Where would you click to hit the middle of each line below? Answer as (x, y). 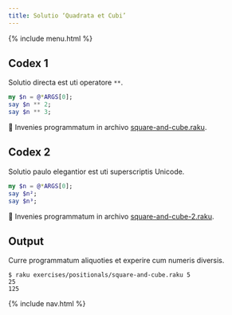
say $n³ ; (23, 201)
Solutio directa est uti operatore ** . (66, 83)
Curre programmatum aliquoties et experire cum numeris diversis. (116, 261)
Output (26, 241)
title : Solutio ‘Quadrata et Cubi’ (67, 16)
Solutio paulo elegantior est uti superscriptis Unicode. (96, 171)
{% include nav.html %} (47, 304)
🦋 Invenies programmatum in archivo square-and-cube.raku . (108, 128)
